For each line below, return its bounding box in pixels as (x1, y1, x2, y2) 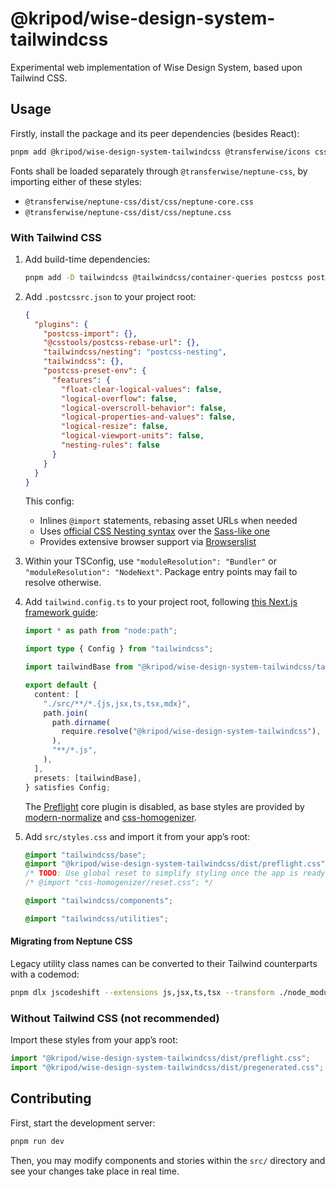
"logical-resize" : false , (61, 422, 169, 432)
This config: (24, 495, 75, 507)
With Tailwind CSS (10, 230, 102, 244)
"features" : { (51, 375, 111, 385)
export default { (24, 680, 98, 691)
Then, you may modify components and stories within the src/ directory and (10, 1154, 326, 1166)
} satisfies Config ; (24, 782, 111, 792)
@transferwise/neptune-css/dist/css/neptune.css (24, 207, 232, 217)
